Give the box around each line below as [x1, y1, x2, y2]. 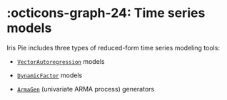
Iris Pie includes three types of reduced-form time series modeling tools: [6, 43, 221, 52]
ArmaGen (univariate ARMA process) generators [16, 84, 155, 93]
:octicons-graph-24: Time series [6, 5, 206, 21]
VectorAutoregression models [16, 57, 105, 65]
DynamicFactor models [16, 71, 83, 79]
